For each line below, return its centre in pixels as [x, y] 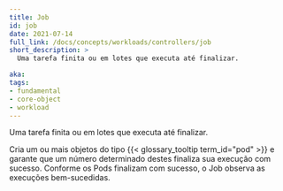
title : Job [29, 17]
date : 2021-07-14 [41, 34]
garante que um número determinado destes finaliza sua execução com [140, 159]
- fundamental [35, 91]
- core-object [35, 99]
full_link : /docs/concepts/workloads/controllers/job [111, 42]
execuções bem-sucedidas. [60, 178]
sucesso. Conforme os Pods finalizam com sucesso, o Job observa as [137, 168]
